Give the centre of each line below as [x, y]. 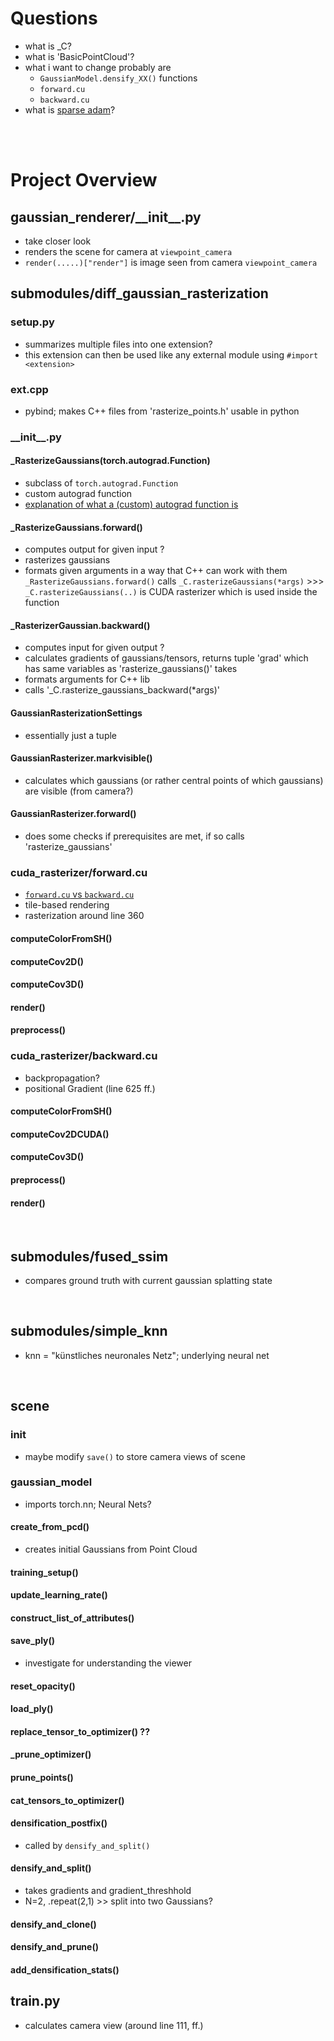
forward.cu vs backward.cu [79, 894]
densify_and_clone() [53, 1924]
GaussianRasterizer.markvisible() [81, 758]
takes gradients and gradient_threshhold [108, 1890]
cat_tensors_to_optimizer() [67, 1800]
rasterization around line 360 [84, 916]
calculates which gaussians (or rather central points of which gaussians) [174, 780]
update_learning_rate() [59, 1595]
